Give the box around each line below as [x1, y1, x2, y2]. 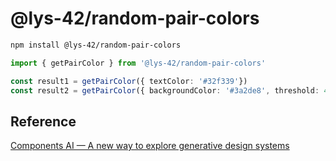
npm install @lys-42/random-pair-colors [10, 40, 182, 50]
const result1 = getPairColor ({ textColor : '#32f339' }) [10, 76, 248, 86]
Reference [10, 113, 77, 130]
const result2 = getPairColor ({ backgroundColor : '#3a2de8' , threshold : [10, 85, 320, 96]
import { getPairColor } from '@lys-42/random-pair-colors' [10, 58, 267, 68]
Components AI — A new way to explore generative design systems [10, 140, 290, 152]
